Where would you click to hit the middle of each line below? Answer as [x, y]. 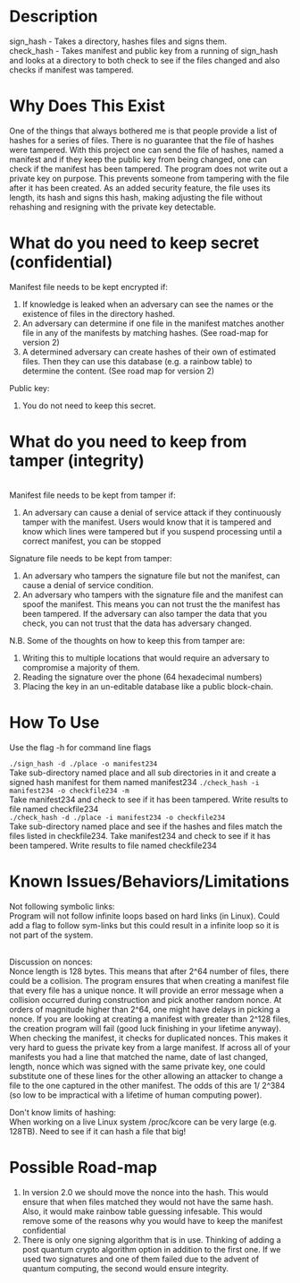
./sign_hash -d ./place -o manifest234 [83, 764]
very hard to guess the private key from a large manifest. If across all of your [150, 1047]
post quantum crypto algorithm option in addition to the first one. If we [151, 1249]
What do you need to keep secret [134, 243]
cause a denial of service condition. [88, 585]
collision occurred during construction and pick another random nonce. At [146, 999]
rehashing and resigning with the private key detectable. [113, 207]
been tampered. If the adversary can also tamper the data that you [145, 613]
